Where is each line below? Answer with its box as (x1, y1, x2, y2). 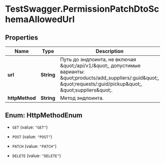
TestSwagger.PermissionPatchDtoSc (5, 3, 160, 15)
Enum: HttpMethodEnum (5, 111, 82, 119)
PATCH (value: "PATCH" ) (12, 143, 57, 149)
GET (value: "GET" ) (12, 124, 48, 130)
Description (95, 48, 124, 54)
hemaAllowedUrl (5, 14, 75, 25)
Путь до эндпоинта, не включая (60, 56, 137, 63)
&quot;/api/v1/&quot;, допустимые (60, 62, 141, 69)
